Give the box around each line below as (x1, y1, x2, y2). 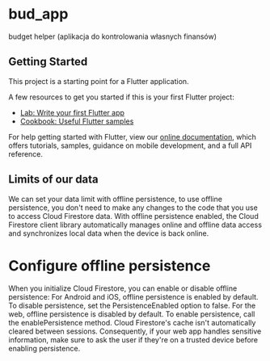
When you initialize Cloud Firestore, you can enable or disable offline (8, 283, 238, 293)
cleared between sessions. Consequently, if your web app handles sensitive (8, 326, 262, 336)
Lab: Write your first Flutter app (19, 107, 125, 117)
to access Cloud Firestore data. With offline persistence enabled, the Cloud (8, 211, 259, 220)
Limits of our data (8, 173, 99, 187)
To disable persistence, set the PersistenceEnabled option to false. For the (8, 300, 256, 310)
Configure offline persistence (8, 256, 211, 275)
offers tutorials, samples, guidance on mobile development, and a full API (8, 141, 252, 150)
